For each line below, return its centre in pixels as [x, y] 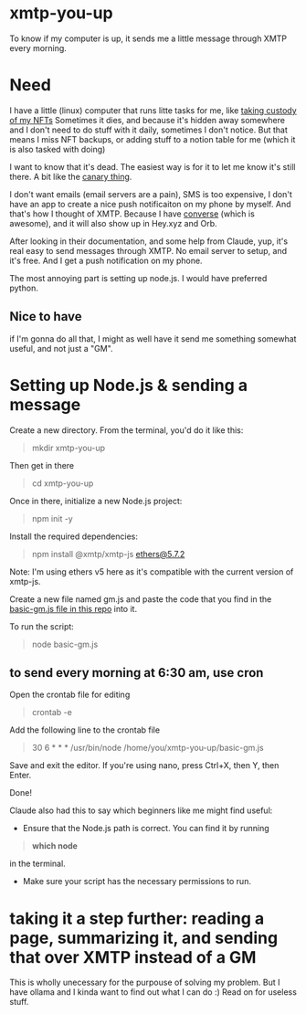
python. [24, 288]
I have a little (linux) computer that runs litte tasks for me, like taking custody [153, 110]
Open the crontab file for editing [70, 695]
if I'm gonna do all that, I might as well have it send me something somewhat [153, 338]
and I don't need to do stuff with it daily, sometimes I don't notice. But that [148, 130]
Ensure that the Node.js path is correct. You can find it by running [146, 829]
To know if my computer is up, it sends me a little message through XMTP [148, 38]
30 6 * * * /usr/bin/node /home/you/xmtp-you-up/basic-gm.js [148, 748]
